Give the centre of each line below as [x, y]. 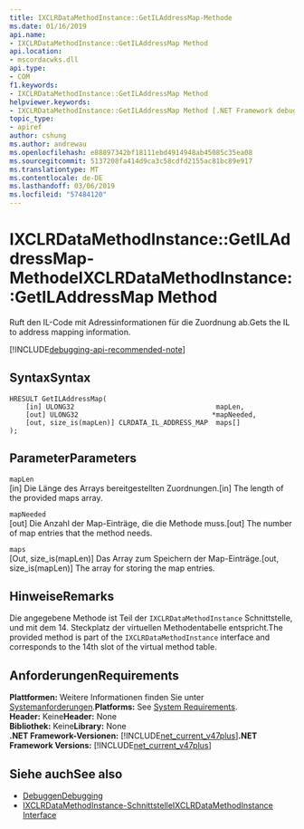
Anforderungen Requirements [94, 675]
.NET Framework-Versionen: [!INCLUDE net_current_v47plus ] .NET [133, 736]
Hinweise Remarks [62, 596]
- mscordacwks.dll [44, 60]
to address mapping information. [70, 332]
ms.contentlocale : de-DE [56, 178]
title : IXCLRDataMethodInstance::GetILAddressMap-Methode [121, 18]
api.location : [36, 52]
